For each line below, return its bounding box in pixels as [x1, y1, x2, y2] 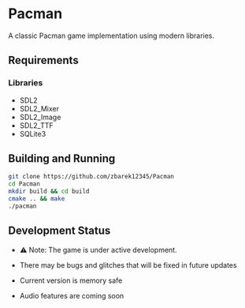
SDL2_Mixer [19, 103, 59, 113]
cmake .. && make [8, 195, 65, 203]
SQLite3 [19, 129, 46, 138]
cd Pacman [8, 180, 41, 188]
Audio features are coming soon [19, 291, 124, 300]
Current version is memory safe [19, 276, 123, 285]
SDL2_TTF [19, 120, 54, 130]
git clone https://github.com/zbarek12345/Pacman [8, 173, 175, 181]
